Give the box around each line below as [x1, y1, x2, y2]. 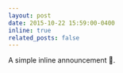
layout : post [8, 11, 52, 20]
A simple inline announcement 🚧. [8, 56, 116, 65]
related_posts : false [8, 33, 80, 42]
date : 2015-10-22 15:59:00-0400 [8, 19, 115, 27]
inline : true [8, 26, 52, 34]
